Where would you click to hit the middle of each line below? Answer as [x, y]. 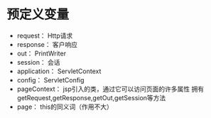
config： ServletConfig [50, 80]
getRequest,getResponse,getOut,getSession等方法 [91, 97]
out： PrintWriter [42, 53]
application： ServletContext [59, 71]
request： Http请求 [45, 36]
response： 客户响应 [47, 44]
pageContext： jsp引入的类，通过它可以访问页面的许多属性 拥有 [110, 89]
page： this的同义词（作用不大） [65, 107]
